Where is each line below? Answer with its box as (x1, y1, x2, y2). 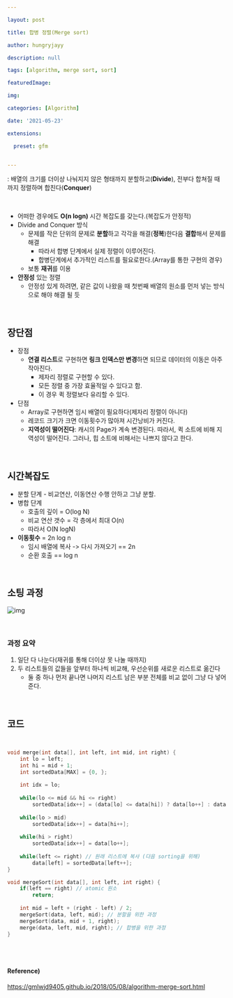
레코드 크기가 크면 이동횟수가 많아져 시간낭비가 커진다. (27, 417, 176, 425)
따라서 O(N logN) (27, 525, 76, 533)
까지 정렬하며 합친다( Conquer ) (7, 183, 92, 192)
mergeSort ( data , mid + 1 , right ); (20, 918, 120, 925)
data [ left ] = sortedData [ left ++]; (32, 860, 133, 867)
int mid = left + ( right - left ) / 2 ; (20, 905, 133, 912)
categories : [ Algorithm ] (7, 105, 80, 112)
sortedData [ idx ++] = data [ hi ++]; (32, 820, 130, 827)
